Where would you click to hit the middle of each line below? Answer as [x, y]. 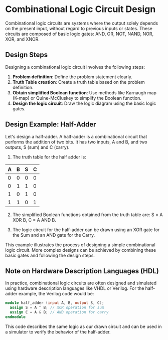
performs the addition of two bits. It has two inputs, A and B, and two [76, 142]
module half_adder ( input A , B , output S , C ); [55, 303]
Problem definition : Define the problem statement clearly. [72, 77]
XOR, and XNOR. [23, 39]
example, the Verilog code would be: [56, 294]
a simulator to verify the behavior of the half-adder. [58, 331]
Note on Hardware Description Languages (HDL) [82, 271]
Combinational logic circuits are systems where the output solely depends [82, 23]
